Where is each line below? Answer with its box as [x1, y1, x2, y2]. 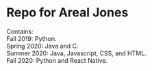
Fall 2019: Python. [6, 34, 57, 42]
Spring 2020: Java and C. [6, 42, 79, 50]
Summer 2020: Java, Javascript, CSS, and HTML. [6, 49, 147, 57]
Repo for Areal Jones [6, 5, 129, 20]
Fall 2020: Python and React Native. [6, 56, 107, 64]
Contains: [6, 27, 34, 35]
